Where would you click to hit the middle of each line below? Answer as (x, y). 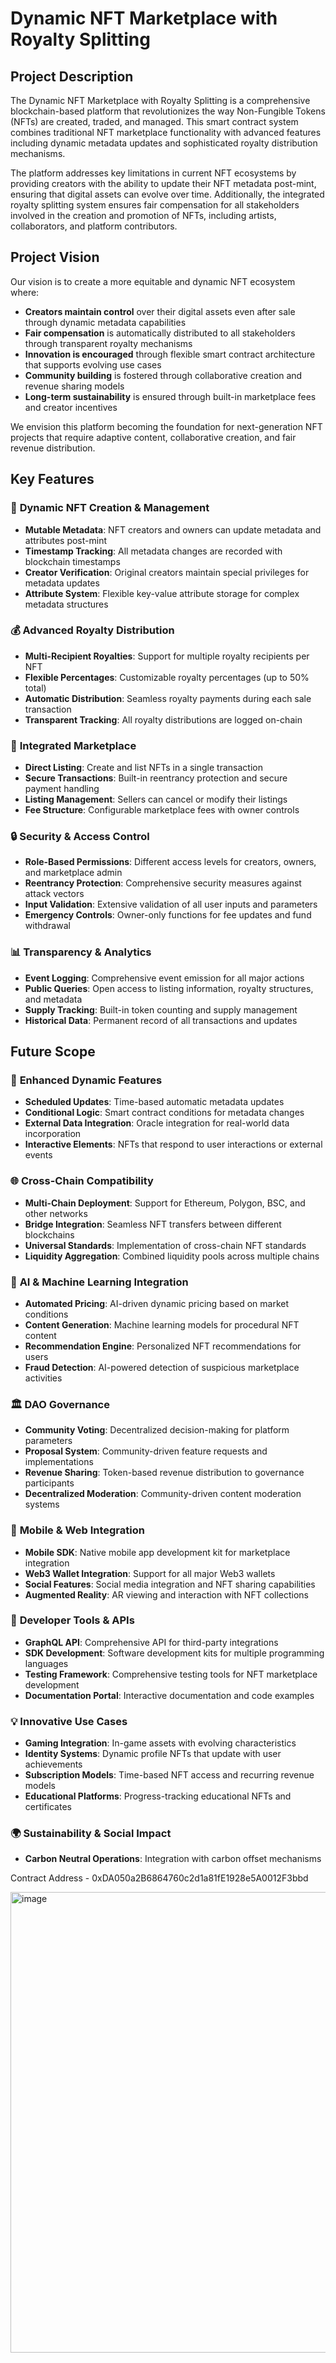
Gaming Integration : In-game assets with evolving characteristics (160, 1743)
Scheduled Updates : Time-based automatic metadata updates (154, 1102)
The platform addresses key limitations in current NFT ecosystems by (153, 173)
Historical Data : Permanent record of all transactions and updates (161, 1020)
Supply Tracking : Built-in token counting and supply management (161, 1009)
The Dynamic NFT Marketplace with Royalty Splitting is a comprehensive (160, 100)
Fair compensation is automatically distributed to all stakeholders (160, 333)
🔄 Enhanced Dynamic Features (86, 1080)
